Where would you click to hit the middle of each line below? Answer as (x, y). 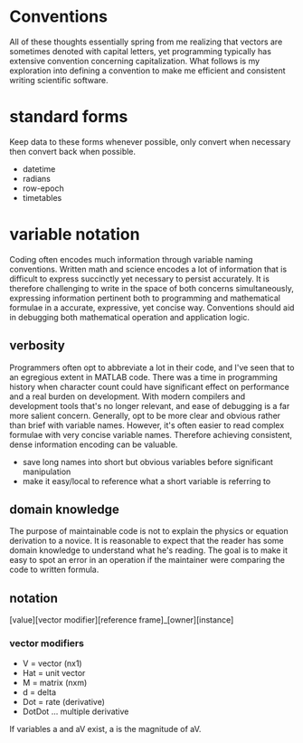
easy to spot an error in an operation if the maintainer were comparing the (147, 560)
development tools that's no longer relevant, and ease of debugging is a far (150, 405)
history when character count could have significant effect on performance (149, 386)
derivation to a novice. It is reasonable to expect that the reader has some (147, 541)
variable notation (75, 235)
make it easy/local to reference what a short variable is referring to (147, 481)
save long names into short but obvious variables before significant (148, 462)
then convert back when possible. (73, 151)
